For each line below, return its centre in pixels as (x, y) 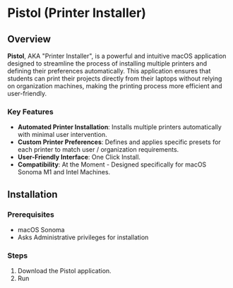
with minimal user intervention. (62, 135)
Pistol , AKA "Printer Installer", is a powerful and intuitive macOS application (117, 56)
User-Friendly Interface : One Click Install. (79, 157)
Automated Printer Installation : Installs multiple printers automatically (120, 127)
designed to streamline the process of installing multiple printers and (107, 64)
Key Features (31, 112)
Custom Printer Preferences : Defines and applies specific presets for (119, 142)
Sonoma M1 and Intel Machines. (64, 172)
